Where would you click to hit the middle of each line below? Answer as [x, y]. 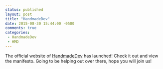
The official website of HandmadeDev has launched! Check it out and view [82, 56]
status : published [24, 10]
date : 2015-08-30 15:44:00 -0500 [40, 23]
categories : [17, 33]
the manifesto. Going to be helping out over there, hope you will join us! [79, 61]
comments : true [21, 28]
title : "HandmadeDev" [28, 19]
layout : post [19, 14]
